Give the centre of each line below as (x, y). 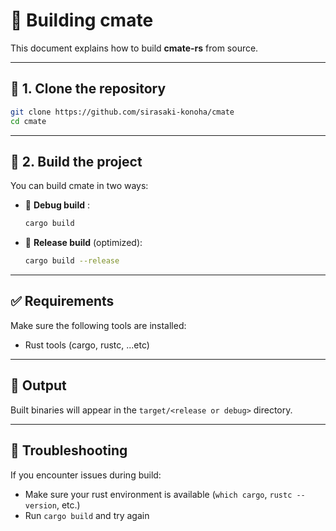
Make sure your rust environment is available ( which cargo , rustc (158, 494)
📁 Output (38, 385)
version (40, 505)
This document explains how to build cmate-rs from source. (134, 48)
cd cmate (28, 121)
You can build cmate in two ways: (79, 186)
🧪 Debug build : (57, 205)
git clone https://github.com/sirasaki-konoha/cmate (122, 112)
